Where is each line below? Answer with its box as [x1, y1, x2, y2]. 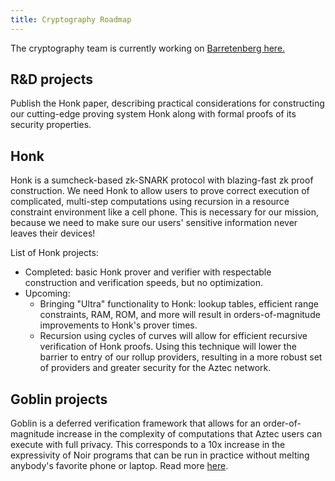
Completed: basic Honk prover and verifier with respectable [24, 266, 272, 278]
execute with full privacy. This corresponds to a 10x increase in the [10, 439, 286, 451]
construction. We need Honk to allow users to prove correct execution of [10, 185, 310, 197]
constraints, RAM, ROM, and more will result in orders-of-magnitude [39, 309, 321, 321]
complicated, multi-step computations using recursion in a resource [10, 196, 290, 208]
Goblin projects [10, 391, 108, 408]
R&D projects [10, 71, 94, 88]
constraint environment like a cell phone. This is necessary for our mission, [10, 206, 319, 218]
